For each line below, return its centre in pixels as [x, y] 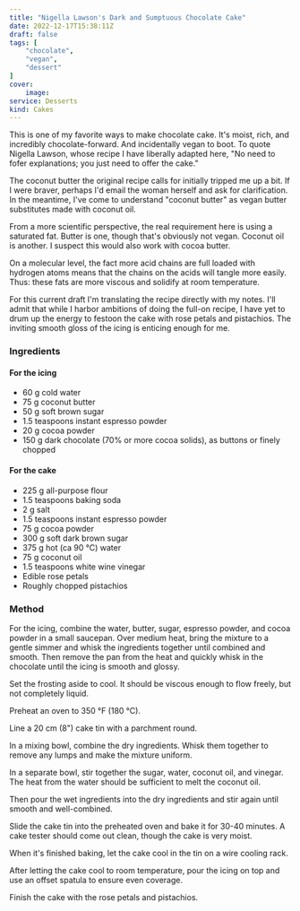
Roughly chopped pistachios [75, 586]
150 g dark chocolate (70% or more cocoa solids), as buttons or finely [151, 440]
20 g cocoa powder [59, 430]
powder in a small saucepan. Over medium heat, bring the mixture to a [139, 638]
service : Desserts [43, 101]
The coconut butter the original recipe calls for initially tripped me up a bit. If [150, 181]
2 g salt [36, 509]
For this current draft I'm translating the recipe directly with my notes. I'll [142, 299]
